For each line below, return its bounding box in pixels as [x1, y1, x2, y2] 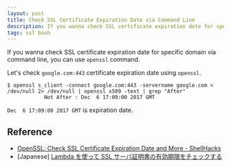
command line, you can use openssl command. [7, 56, 140, 64]
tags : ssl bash [7, 29, 51, 36]
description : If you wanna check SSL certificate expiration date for [7, 23, 214, 30]
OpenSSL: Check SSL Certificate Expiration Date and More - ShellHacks [16, 144, 221, 153]
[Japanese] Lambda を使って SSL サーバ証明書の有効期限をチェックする [16, 153, 223, 161]
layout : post [7, 10, 45, 17]
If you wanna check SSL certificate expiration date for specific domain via [7, 48, 217, 56]
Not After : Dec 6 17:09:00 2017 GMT [43, 94, 155, 101]
